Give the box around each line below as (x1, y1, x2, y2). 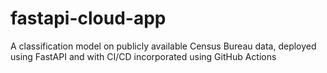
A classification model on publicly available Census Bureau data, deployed (10, 40, 317, 52)
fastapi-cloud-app (10, 7, 167, 30)
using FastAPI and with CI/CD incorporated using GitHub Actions (10, 50, 277, 62)
